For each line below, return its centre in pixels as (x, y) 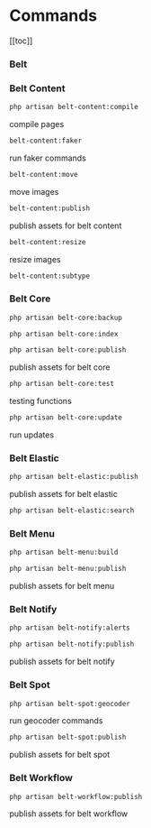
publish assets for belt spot (60, 755)
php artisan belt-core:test (62, 384)
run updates (32, 435)
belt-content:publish (50, 208)
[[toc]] (21, 41)
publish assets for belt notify (62, 662)
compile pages (37, 124)
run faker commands (48, 158)
